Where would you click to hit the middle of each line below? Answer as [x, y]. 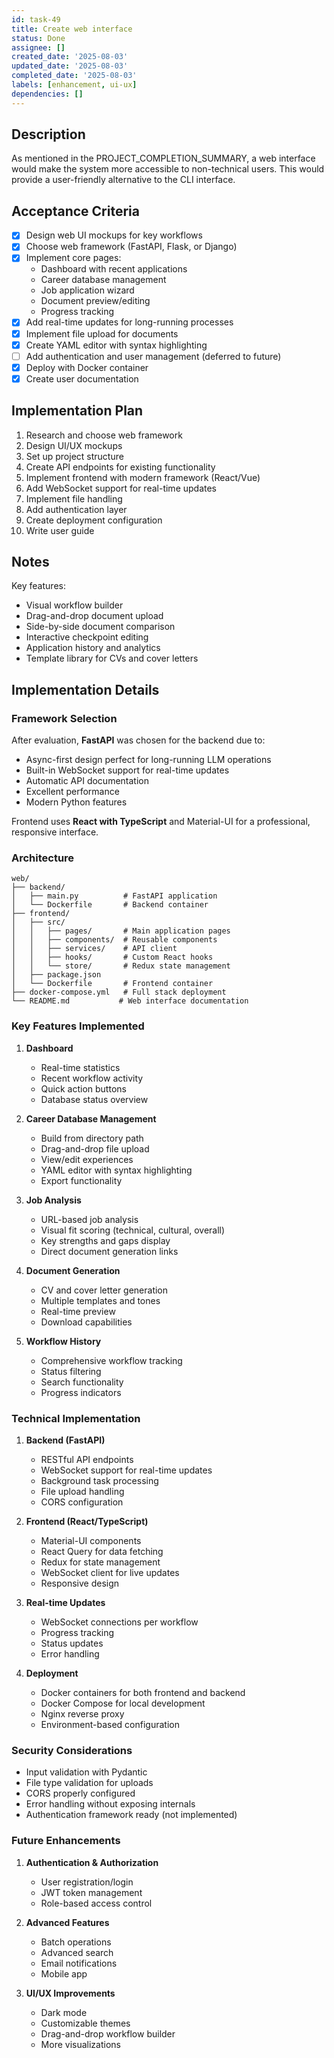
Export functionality [81, 1180]
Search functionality [82, 1382]
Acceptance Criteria [75, 211]
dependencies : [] [47, 94]
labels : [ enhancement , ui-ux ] [74, 85]
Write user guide [60, 530]
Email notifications [79, 1963]
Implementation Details [85, 689]
